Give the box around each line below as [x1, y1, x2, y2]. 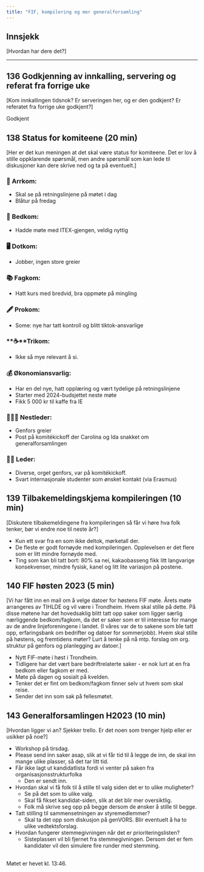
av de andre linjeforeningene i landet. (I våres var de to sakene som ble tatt [6, 623, 194, 630]
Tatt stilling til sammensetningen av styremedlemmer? [15, 810, 151, 817]
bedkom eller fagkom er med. [15, 667, 89, 674]
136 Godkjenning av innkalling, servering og [6, 71, 176, 81]
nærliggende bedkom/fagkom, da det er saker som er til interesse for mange [6, 616, 197, 623]
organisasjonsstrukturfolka [15, 771, 83, 778]
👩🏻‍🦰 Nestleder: [6, 413, 52, 422]
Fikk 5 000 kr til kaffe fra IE [15, 398, 83, 405]
